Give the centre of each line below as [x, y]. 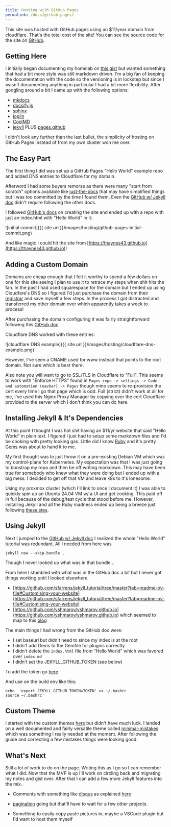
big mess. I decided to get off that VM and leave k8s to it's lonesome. [78, 478]
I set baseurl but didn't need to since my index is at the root [75, 640]
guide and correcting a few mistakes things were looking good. [71, 739]
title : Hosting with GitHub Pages [42, 10]
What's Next [26, 755]
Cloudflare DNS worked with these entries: [50, 334]
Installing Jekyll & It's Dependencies [64, 418]
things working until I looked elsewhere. [47, 578]
